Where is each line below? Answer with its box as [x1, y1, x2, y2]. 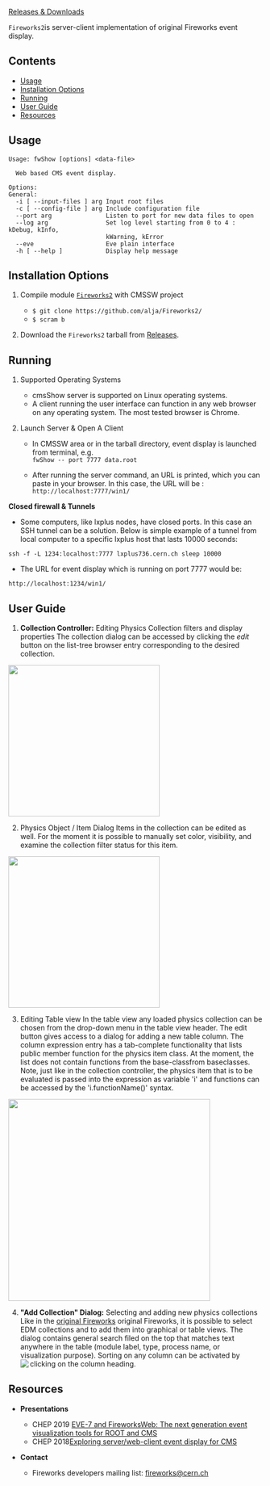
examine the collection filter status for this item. [19, 840, 179, 850]
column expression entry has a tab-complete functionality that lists [19, 1040, 243, 1050]
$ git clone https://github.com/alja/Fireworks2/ [31, 307, 203, 316]
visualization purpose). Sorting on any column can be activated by [19, 1350, 240, 1360]
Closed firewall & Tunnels [8, 502, 96, 511]
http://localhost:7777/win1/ [31, 488, 131, 496]
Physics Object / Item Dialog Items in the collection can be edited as [19, 823, 247, 833]
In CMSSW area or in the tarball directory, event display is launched [31, 439, 257, 449]
